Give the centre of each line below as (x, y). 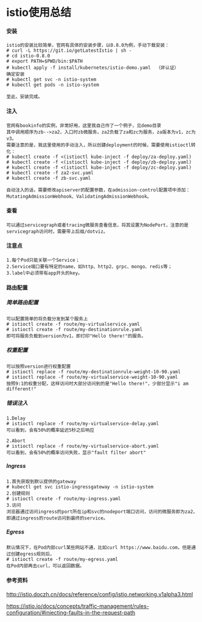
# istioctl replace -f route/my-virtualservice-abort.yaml (83, 446)
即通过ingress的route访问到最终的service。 (57, 518)
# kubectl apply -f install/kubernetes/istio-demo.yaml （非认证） (93, 68)
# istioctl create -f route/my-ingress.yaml (64, 499)
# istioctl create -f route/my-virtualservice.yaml (73, 324)
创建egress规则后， (33, 554)
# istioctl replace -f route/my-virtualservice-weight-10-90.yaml (92, 377)
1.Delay (16, 418)
